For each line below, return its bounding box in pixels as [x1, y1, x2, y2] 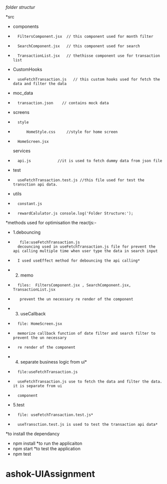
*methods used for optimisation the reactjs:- [5, 220, 96, 225]
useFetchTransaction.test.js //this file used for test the [17, 178, 145, 183]
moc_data [12, 90, 33, 96]
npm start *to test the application [12, 446, 81, 452]
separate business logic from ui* [20, 359, 87, 365]
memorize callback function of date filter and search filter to [17, 331, 156, 336]
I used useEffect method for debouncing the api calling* [17, 258, 140, 263]
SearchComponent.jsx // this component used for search [17, 44, 140, 49]
